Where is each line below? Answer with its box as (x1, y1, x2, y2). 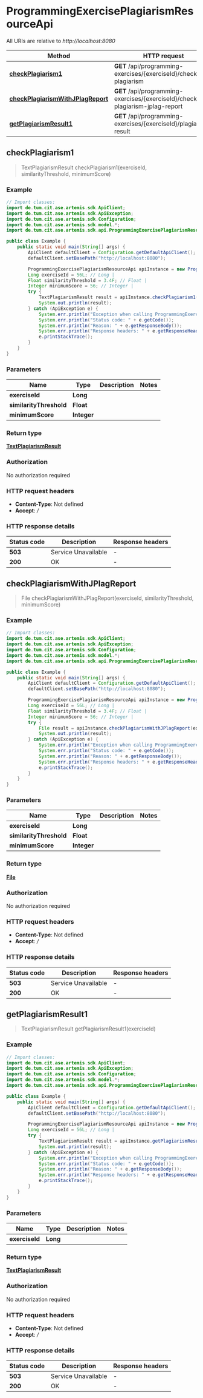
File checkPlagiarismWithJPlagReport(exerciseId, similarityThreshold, (21, 594, 194, 602)
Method (47, 52, 71, 60)
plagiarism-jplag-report (114, 102, 183, 110)
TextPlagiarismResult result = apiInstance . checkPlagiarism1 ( (38, 294, 199, 301)
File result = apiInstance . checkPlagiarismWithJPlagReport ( (38, 725, 193, 731)
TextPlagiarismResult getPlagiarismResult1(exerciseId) (21, 1025, 156, 1032)
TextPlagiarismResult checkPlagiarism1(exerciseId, (21, 164, 147, 171)
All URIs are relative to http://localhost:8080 (6, 37, 116, 44)
